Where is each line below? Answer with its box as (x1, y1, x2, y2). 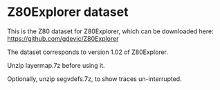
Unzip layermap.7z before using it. (7, 61, 105, 69)
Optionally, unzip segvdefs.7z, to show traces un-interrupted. (7, 74, 182, 83)
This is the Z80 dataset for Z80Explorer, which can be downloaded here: (7, 27, 214, 35)
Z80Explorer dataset (7, 4, 129, 20)
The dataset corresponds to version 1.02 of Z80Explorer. (7, 48, 168, 56)
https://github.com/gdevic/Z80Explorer (7, 34, 119, 42)
